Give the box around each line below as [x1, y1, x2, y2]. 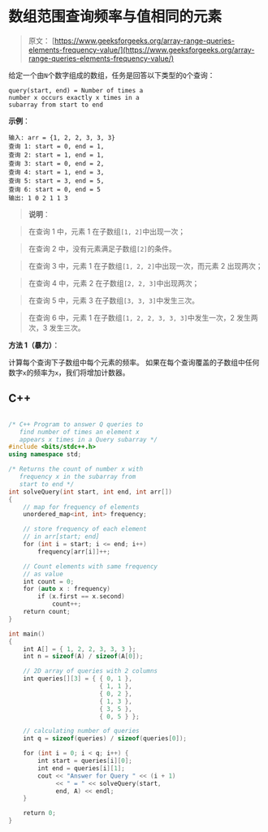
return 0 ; [23, 809, 57, 817]
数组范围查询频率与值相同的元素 [8, 7, 223, 26]
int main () [8, 630, 45, 638]
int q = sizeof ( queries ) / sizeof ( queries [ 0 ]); [23, 735, 187, 743]
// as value [23, 570, 63, 578]
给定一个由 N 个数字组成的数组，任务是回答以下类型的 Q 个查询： [8, 70, 215, 80]
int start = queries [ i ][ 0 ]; [37, 757, 132, 765]
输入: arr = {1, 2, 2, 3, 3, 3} [8, 133, 115, 142]
